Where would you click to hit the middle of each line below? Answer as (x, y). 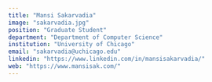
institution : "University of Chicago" (71, 45)
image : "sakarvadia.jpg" (49, 23)
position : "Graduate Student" (58, 30)
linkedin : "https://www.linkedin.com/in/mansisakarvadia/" (107, 59)
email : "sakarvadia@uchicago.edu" (65, 52)
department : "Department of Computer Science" (86, 37)
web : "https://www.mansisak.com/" (65, 66)
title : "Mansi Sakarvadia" (52, 15)
